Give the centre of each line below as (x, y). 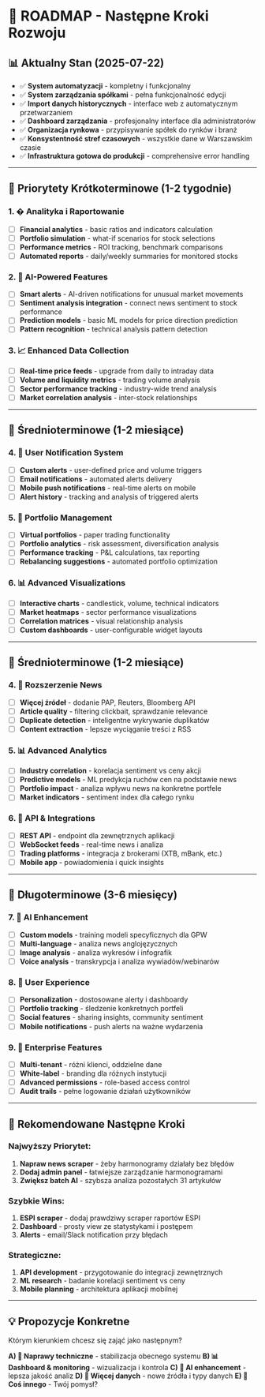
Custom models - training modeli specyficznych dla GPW (113, 934)
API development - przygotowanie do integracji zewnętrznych (121, 1272)
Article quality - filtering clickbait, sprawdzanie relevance (114, 711)
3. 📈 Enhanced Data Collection (69, 350)
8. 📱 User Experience (49, 982)
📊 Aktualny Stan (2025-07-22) (86, 63)
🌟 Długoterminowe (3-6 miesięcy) (93, 895)
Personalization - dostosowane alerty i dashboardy (104, 1000)
